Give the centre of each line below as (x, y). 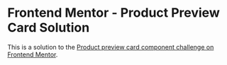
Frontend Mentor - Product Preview (113, 13)
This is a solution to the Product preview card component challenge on (111, 47)
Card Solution (49, 28)
